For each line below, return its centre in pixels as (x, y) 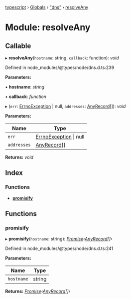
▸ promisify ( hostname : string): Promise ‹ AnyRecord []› (59, 239)
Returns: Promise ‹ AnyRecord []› (38, 291)
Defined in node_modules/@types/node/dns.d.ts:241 (59, 248)
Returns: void (19, 157)
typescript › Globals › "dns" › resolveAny (47, 7)
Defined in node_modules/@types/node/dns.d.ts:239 (60, 67)
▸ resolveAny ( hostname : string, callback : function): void (62, 58)
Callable (18, 46)
